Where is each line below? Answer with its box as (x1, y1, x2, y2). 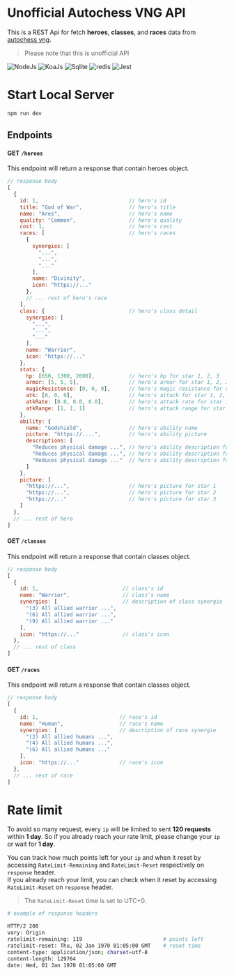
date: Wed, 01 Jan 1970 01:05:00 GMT (7, 962, 117, 969)
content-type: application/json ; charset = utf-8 (7, 948, 148, 955)
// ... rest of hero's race (25, 295, 108, 302)
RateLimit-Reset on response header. (7, 883, 114, 891)
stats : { (19, 366, 45, 373)
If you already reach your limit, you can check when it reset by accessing (7, 876, 217, 884)
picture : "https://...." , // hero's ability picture (25, 431, 208, 438)
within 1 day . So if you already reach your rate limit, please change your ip (7, 833, 221, 841)
